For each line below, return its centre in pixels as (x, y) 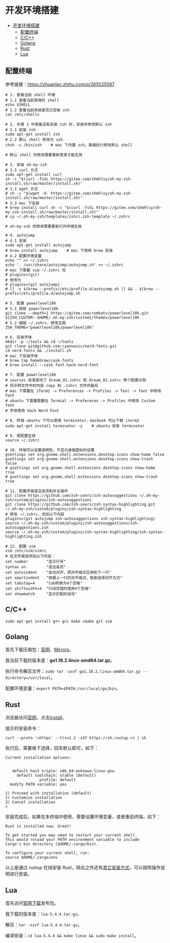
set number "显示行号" (36, 561)
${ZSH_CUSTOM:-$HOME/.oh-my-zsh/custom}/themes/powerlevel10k (72, 317)
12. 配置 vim (23, 546)
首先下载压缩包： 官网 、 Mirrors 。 (40, 650)
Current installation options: (38, 758)
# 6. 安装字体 (19, 337)
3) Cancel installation (30, 802)
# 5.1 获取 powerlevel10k (32, 309)
